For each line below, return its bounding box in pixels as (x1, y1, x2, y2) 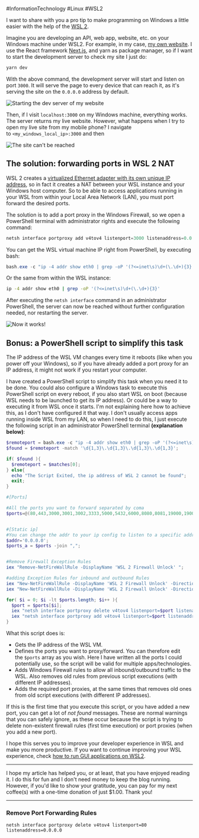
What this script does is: (6, 630, 65, 637)
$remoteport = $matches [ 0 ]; (11, 461, 81, 468)
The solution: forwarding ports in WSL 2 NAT (6, 158, 175, 169)
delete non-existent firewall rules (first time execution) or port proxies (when (6, 722, 192, 729)
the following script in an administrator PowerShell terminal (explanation (6, 422, 183, 429)
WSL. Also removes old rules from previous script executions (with (14, 673, 178, 680)
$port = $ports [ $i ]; (11, 602, 62, 608)
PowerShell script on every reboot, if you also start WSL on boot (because (6, 391, 188, 398)
